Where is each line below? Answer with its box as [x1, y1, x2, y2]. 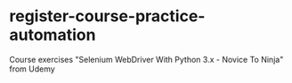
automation [9, 25, 96, 45]
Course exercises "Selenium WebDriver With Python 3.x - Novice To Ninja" [9, 54, 284, 64]
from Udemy [9, 64, 55, 74]
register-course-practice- [9, 6, 206, 26]
